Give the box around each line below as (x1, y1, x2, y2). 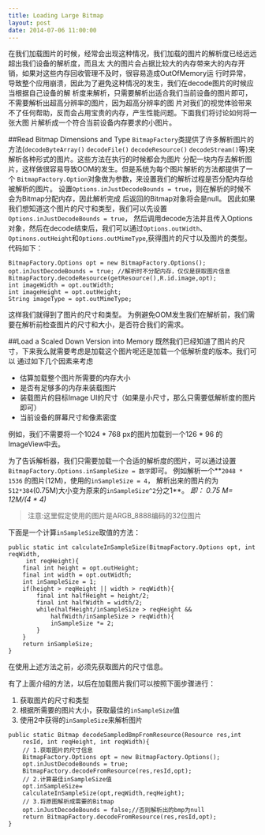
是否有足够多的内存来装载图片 (19, 383, 117, 393)
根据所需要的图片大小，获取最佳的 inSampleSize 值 (19, 705, 180, 715)
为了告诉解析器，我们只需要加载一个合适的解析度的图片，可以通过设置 (8, 456, 237, 466)
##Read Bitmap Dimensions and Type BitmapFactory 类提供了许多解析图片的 (8, 135, 255, 145)
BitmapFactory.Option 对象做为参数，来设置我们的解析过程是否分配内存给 (17, 175, 254, 184)
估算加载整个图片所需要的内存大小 (19, 373, 131, 383)
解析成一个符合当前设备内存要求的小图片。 (37, 118, 176, 127)
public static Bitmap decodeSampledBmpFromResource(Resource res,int (8, 732, 242, 739)
